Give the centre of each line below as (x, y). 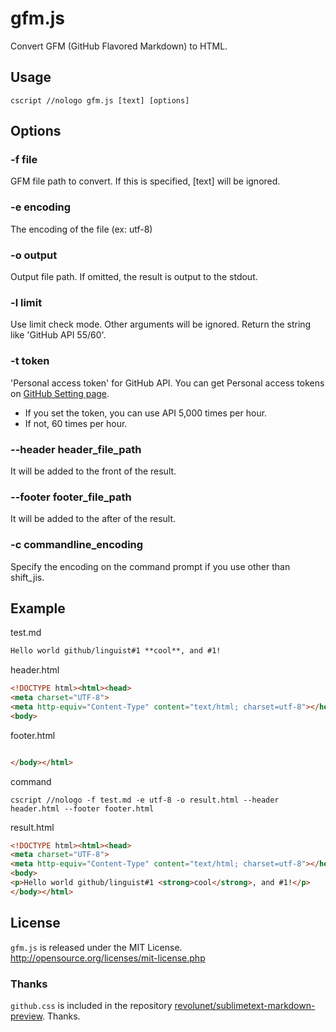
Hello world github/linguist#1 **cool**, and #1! (116, 651)
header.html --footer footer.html (82, 808)
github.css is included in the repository (91, 1005)
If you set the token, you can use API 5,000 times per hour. (146, 413)
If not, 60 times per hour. (76, 423)
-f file (24, 160)
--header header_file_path (76, 449)
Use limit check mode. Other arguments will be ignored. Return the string (161, 324)
